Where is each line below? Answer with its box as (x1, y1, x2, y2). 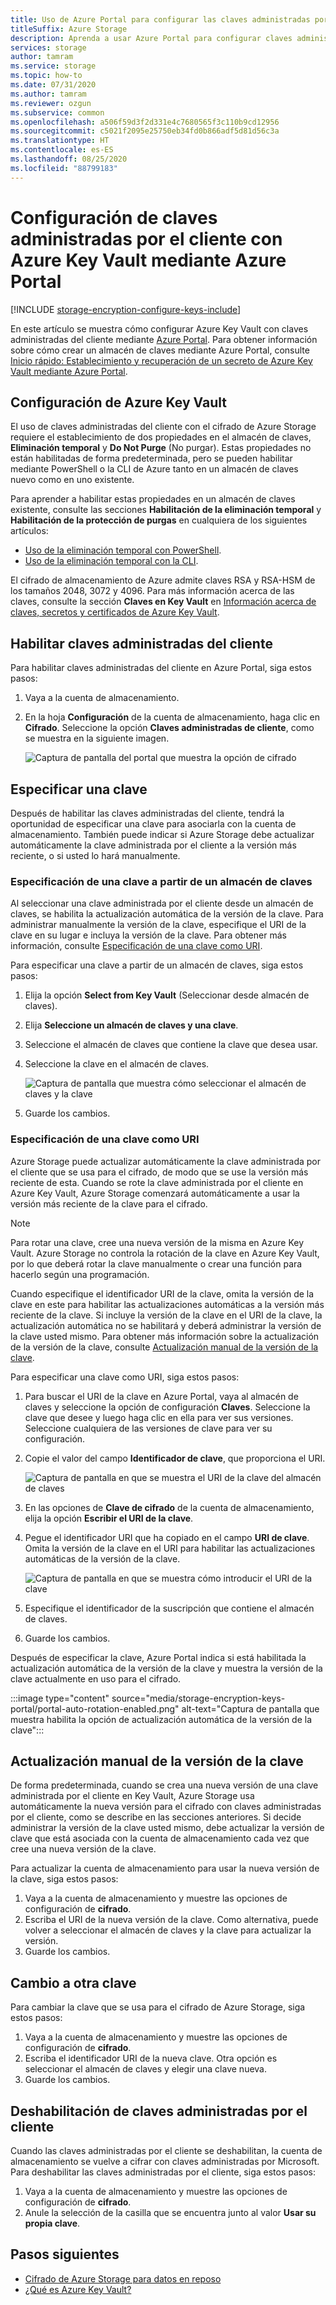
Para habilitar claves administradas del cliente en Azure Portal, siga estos (10, 662, 312, 674)
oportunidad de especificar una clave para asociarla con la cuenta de (10, 818, 297, 830)
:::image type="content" (10, 1692, 110, 1704)
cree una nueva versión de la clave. (10, 1843, 157, 1855)
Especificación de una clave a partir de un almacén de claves (10, 874, 313, 888)
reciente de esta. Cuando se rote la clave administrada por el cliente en (10, 1176, 304, 1188)
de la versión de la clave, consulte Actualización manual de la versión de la (10, 1341, 319, 1353)
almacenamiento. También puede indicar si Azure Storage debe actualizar (10, 829, 315, 840)
